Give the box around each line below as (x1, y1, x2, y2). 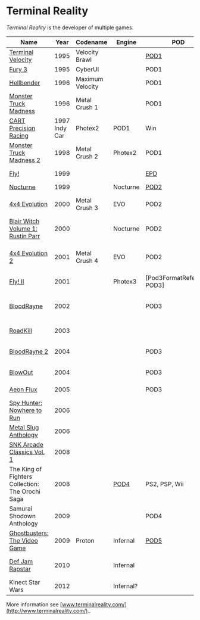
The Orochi (9, 487, 40, 496)
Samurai (9, 504, 33, 513)
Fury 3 (9, 65, 28, 73)
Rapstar (9, 565, 31, 573)
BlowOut (9, 368, 33, 376)
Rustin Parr (9, 232, 40, 240)
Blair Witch (9, 217, 40, 225)
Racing (9, 131, 29, 139)
